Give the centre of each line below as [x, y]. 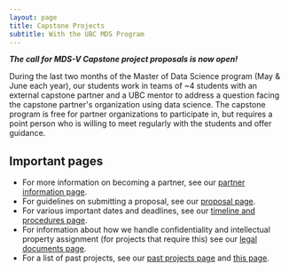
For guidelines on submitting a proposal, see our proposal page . [139, 202]
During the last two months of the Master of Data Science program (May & [145, 76]
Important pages [56, 161]
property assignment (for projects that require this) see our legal [140, 239]
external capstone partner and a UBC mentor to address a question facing [144, 95]
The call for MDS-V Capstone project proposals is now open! [124, 60]
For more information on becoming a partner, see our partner [133, 182]
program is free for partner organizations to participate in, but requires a [141, 114]
